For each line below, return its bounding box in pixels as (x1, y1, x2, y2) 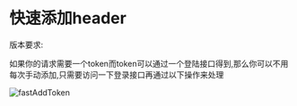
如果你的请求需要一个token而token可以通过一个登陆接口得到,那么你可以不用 (9, 58, 289, 69)
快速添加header (9, 8, 127, 29)
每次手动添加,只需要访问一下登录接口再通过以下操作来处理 (9, 69, 224, 80)
